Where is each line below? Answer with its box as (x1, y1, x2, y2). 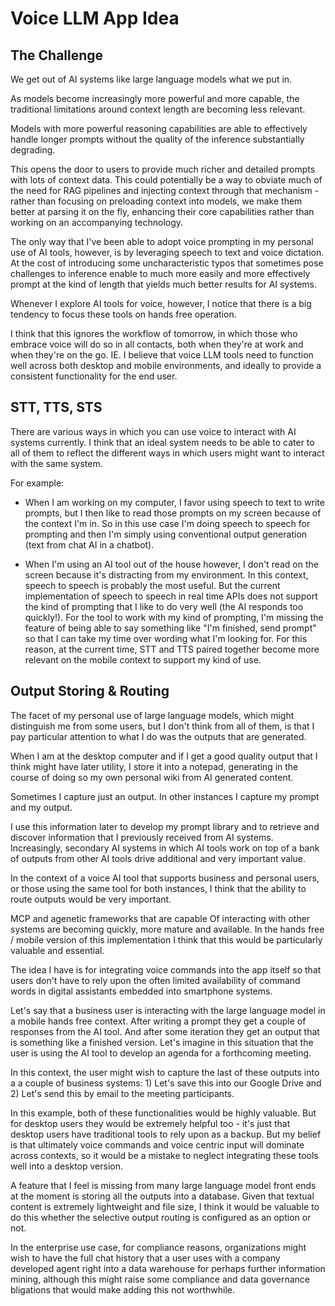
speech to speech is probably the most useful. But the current (24, 579, 281, 591)
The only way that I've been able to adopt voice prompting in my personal (10, 236, 314, 247)
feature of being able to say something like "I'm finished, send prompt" (24, 622, 317, 634)
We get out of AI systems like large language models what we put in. (10, 73, 293, 85)
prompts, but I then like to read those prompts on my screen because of (24, 507, 322, 519)
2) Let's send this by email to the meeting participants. (10, 1087, 235, 1099)
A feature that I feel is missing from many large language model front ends (10, 1179, 317, 1191)
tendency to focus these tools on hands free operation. (10, 308, 237, 320)
